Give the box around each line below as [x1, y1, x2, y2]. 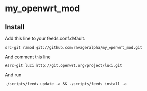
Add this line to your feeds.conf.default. [5, 35, 85, 41]
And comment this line [5, 54, 51, 60]
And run [5, 72, 22, 78]
